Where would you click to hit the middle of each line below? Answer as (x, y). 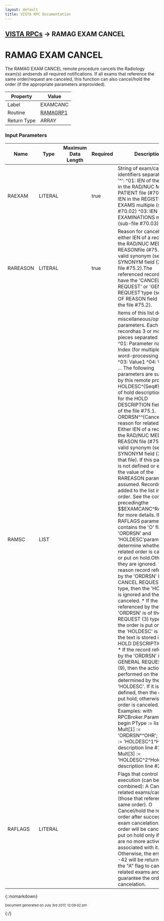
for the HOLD (133, 399)
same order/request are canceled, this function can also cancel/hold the (78, 79)
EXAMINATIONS (136, 218)
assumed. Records (139, 485)
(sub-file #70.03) (138, 223)
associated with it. (139, 848)
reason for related (138, 423)
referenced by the (138, 607)
